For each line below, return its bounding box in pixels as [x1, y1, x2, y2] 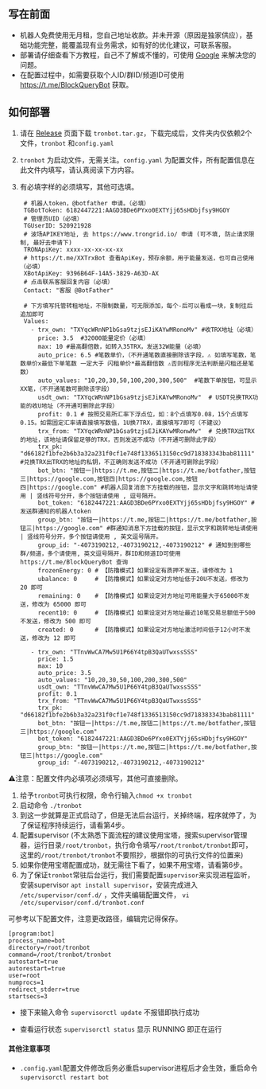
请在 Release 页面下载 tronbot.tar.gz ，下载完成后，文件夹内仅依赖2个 [19, 128, 253, 138]
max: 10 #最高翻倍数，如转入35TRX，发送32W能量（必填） [37, 342, 205, 350]
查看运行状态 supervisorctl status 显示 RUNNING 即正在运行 [19, 1024, 222, 1033]
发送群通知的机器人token [19, 507, 91, 515]
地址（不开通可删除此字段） [40, 401, 119, 410]
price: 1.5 [37, 655, 74, 663]
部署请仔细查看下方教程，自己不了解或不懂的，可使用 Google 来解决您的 [19, 50, 256, 60]
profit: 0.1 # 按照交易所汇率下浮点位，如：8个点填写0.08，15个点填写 [37, 410, 249, 418]
